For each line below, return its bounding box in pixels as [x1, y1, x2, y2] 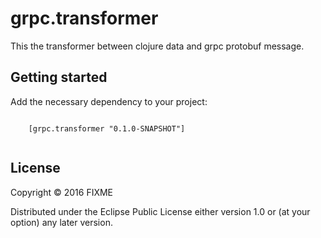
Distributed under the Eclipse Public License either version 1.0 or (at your [10, 205, 311, 217]
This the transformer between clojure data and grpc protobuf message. [10, 40, 305, 52]
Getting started [10, 69, 108, 86]
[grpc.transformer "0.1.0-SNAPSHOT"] [28, 123, 186, 134]
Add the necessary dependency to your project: [10, 95, 208, 107]
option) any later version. [10, 216, 113, 228]
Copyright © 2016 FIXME [10, 186, 114, 198]
